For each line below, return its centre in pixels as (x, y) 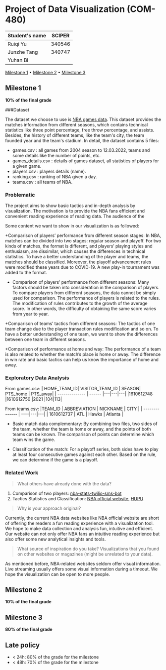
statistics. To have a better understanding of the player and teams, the (77, 257)
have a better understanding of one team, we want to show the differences (82, 334)
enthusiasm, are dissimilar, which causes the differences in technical (75, 251)
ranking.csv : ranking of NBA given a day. (55, 176)
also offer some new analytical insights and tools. (55, 539)
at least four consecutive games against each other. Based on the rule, (84, 454)
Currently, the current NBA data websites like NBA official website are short (82, 518)
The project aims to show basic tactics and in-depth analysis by (70, 206)
